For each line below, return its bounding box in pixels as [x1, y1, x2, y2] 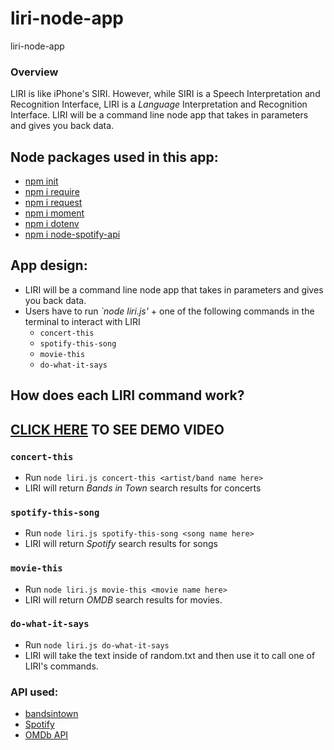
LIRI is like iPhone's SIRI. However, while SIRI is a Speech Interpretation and [10, 88, 321, 100]
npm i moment [24, 207, 85, 219]
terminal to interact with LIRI [24, 315, 141, 327]
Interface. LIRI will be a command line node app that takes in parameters [10, 109, 309, 121]
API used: [10, 685, 59, 699]
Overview [10, 65, 59, 79]
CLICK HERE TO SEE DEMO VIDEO [10, 421, 225, 438]
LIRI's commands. [24, 660, 99, 672]
